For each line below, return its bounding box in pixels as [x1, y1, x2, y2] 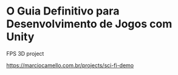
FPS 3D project [6, 50, 44, 57]
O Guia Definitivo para [6, 4, 120, 18]
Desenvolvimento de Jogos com [6, 17, 173, 31]
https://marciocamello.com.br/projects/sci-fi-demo [6, 62, 134, 69]
